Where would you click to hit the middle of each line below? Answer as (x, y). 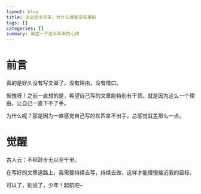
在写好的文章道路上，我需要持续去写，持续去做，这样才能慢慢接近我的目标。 (100, 173)
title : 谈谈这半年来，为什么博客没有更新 (51, 17)
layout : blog (22, 12)
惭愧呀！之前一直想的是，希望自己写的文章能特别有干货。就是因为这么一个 (98, 96)
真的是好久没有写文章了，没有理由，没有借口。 (64, 83)
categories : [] (25, 28)
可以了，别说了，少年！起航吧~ (45, 185)
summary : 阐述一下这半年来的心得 (43, 34)
